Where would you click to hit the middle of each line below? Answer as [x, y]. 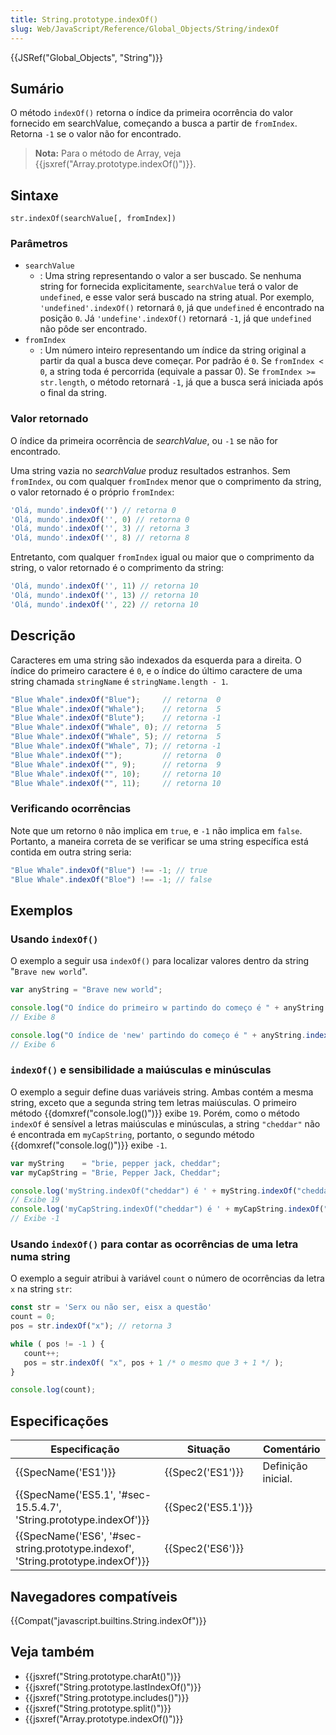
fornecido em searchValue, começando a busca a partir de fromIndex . [154, 123]
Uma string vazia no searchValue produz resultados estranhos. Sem [150, 470]
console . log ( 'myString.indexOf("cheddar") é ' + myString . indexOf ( [154, 1191]
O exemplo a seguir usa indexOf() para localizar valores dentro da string [160, 961]
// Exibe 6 [33, 1044]
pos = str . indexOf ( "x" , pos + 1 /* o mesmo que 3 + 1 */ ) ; [153, 1362]
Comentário [291, 1449]
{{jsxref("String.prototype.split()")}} [98, 1708]
